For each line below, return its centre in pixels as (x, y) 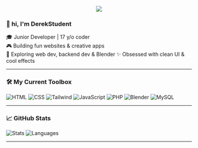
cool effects (21, 61)
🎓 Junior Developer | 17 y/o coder (48, 37)
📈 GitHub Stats (29, 118)
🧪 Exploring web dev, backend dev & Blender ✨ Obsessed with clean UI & (95, 54)
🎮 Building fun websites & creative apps (55, 46)
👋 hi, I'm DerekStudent (39, 23)
